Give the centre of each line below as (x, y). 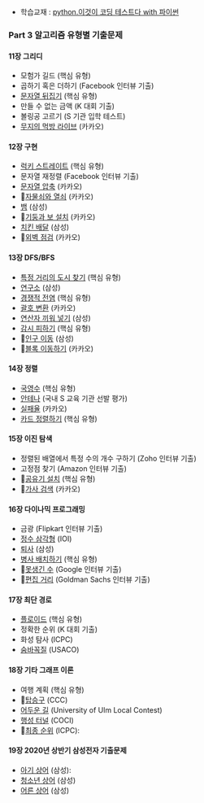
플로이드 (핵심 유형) (51, 619)
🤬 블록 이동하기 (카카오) (56, 348)
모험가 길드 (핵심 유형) (55, 76)
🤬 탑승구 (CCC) (44, 700)
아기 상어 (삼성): (46, 770)
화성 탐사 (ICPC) (46, 639)
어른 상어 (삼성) (45, 790)
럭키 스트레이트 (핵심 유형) (62, 166)
